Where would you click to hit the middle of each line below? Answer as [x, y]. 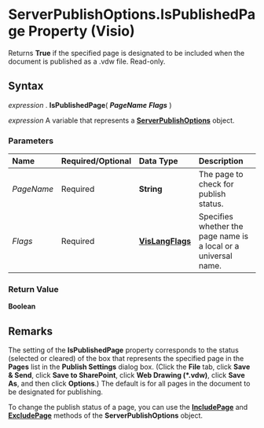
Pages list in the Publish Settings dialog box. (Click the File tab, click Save [129, 367]
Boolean [22, 306]
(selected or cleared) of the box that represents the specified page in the [126, 359]
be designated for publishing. [56, 392]
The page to [221, 175]
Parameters [31, 141]
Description [221, 161]
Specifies [216, 216]
